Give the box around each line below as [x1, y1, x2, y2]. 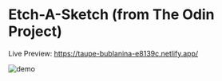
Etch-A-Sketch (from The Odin [8, 6, 215, 24]
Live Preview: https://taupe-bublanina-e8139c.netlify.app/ [8, 48, 199, 58]
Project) [8, 22, 62, 40]
